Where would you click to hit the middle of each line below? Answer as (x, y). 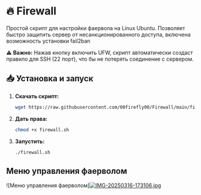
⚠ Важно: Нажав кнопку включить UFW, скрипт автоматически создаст (100, 52)
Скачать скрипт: (37, 96)
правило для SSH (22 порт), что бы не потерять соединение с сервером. (100, 59)
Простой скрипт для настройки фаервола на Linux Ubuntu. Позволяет (96, 28)
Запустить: (30, 141)
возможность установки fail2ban (48, 41)
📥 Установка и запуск (50, 79)
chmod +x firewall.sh (42, 130)
